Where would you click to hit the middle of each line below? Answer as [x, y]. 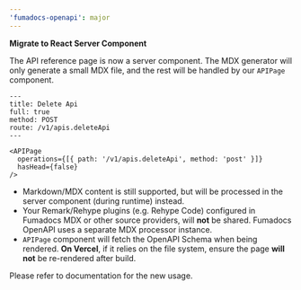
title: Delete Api [44, 104]
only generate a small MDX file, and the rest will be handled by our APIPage [147, 70]
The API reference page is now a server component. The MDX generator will [151, 60]
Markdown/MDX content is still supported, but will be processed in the [152, 191]
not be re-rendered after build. [79, 258]
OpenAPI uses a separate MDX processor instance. [117, 229]
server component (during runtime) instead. [103, 201]
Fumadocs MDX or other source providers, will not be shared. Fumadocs [157, 220]
